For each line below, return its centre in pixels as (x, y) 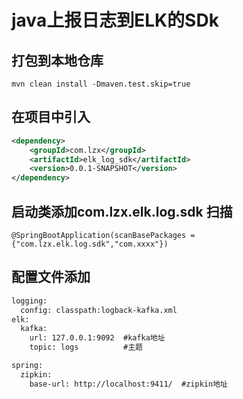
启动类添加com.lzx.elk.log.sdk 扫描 (122, 211)
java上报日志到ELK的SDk (115, 20)
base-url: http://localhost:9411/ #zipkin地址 (128, 384)
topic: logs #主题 (86, 347)
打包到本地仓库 (57, 60)
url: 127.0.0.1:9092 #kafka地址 (97, 338)
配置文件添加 (51, 277)
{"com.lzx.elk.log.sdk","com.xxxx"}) (90, 244)
